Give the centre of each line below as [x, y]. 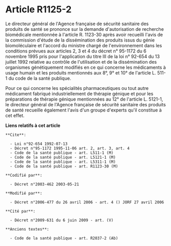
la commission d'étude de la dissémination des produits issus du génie [80, 40]
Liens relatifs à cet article [33, 125]
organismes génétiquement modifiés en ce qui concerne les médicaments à [85, 67]
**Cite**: [16, 135]
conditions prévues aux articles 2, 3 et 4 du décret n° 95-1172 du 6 [76, 51]
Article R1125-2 [39, 10]
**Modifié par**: [24, 193]
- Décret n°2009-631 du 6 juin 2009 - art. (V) [62, 220]
